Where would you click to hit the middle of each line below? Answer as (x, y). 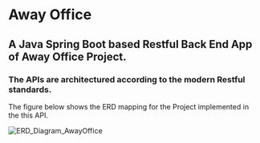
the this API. (28, 115)
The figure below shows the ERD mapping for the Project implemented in (129, 106)
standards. (30, 89)
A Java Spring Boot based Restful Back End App (130, 44)
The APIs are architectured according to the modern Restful (127, 79)
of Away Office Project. (67, 56)
